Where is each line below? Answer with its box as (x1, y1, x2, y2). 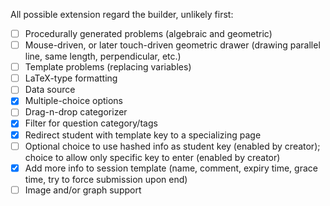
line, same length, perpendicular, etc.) (24, 50, 182, 63)
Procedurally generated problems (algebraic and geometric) (24, 28, 273, 39)
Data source (24, 84, 76, 96)
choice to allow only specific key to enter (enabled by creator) (24, 151, 281, 163)
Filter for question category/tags (24, 117, 158, 129)
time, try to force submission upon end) (24, 173, 188, 185)
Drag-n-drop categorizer (24, 106, 128, 118)
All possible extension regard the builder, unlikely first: (10, 9, 234, 20)
